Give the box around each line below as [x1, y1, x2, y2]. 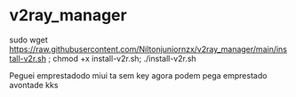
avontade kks [9, 79, 59, 90]
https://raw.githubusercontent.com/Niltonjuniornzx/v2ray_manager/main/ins [9, 43, 287, 54]
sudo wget [9, 34, 49, 45]
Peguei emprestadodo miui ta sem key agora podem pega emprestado [9, 70, 268, 80]
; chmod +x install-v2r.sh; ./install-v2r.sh [48, 53, 197, 63]
